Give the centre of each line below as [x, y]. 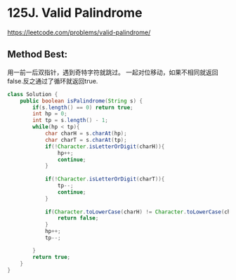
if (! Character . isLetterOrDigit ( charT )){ [105, 179]
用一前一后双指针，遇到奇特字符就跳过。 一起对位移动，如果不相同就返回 [113, 72]
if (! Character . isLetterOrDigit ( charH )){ [105, 146]
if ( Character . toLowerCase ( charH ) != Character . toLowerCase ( [135, 212]
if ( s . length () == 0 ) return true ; [83, 107]
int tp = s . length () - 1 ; [71, 121]
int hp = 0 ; [50, 114]
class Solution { [33, 94]
